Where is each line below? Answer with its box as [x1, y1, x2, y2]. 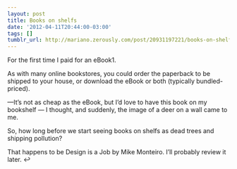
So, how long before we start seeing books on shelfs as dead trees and [7, 127, 214, 135]
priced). [7, 84, 30, 93]
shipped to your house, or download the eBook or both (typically [7, 77, 195, 85]
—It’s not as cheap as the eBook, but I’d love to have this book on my [7, 98, 207, 106]
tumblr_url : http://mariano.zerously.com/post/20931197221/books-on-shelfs [7, 37, 235, 44]
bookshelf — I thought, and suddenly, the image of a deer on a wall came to [7, 106, 228, 114]
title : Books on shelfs [7, 17, 78, 24]
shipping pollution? [7, 134, 63, 143]
